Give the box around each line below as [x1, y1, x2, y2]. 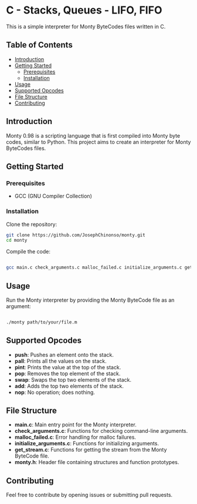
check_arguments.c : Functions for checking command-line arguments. [14, 428, 188, 435]
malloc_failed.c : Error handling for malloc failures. [14, 433, 137, 441]
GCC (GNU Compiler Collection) [14, 192, 93, 200]
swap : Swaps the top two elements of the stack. [14, 376, 132, 383]
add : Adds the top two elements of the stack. [14, 382, 124, 389]
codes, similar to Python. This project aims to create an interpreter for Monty [6, 138, 191, 145]
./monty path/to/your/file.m [6, 319, 77, 325]
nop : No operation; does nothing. [14, 389, 96, 396]
